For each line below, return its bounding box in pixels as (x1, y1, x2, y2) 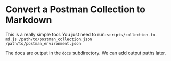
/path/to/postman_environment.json (5, 41, 81, 46)
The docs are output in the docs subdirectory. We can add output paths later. (5, 50, 166, 56)
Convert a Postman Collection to (5, 4, 145, 15)
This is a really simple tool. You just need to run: (5, 31, 106, 37)
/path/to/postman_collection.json (18, 37, 93, 42)
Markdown (5, 14, 52, 26)
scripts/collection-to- (107, 32, 157, 37)
